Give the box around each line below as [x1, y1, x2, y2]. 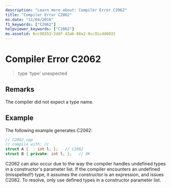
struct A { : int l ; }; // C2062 [5, 147, 83, 152]
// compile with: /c [5, 142, 50, 147]
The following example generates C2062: [5, 127, 93, 133]
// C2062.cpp [5, 137, 33, 142]
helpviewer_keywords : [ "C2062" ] [5, 27, 74, 32]
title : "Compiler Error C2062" [5, 12, 72, 17]
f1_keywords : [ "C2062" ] [5, 22, 56, 27]
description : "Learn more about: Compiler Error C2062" [5, 7, 127, 13]
